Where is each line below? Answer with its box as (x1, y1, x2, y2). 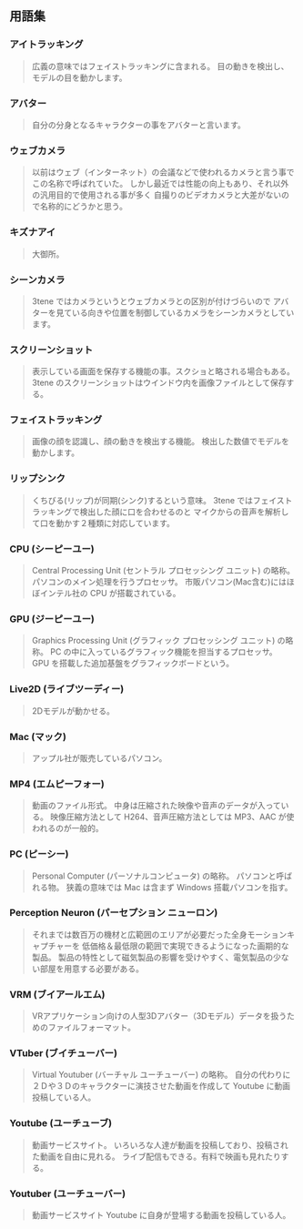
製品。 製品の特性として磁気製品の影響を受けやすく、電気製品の (31, 951, 274, 962)
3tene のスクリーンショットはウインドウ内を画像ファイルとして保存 (31, 377, 287, 389)
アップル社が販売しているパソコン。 (31, 752, 167, 763)
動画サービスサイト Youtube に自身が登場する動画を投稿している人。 (31, 1210, 291, 1221)
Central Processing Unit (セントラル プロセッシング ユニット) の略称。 (31, 565, 296, 576)
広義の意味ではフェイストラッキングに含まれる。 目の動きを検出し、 (31, 60, 289, 71)
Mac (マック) (9, 730, 66, 743)
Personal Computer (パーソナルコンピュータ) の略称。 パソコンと (31, 870, 277, 881)
